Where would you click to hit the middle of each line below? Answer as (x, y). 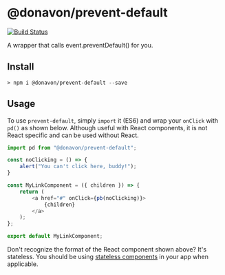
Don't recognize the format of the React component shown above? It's (107, 249)
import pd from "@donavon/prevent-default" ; (72, 147)
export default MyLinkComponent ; (55, 236)
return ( (32, 192)
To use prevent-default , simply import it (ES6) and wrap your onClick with (113, 120)
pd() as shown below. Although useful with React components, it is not (107, 128)
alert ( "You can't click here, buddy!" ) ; (78, 167)
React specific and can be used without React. (73, 135)
